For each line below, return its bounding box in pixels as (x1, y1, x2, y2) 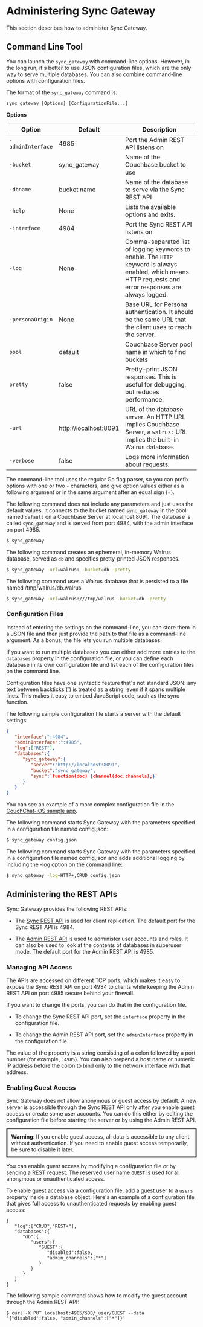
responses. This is (124, 373, 177, 381)
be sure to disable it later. (11, 1146, 74, 1153)
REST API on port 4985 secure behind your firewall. (6, 989, 135, 997)
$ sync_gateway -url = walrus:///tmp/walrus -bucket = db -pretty (6, 596, 166, 602)
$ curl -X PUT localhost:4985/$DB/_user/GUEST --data (6, 1310, 145, 1316)
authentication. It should (124, 307, 194, 316)
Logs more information (124, 452, 190, 461)
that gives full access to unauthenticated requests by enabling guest (6, 1200, 176, 1207)
